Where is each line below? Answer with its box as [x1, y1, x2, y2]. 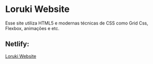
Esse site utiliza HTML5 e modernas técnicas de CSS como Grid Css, [5, 20, 148, 26]
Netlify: [5, 40, 29, 48]
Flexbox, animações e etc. [5, 25, 59, 31]
